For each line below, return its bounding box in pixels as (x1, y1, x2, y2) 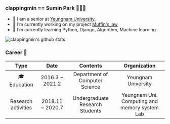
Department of (73, 71, 108, 78)
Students (80, 107, 102, 114)
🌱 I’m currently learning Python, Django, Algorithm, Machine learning (12, 27, 156, 33)
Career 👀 (5, 49, 27, 56)
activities (10, 104, 32, 111)
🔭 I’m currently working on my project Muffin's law (12, 21, 118, 27)
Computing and (121, 98, 158, 105)
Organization (123, 62, 156, 69)
